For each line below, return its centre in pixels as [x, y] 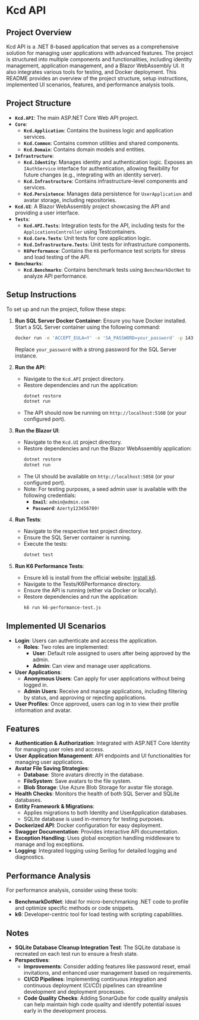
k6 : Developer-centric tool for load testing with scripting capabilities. [99, 915]
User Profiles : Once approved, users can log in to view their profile [97, 704]
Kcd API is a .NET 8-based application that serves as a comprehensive [93, 46]
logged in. [36, 685]
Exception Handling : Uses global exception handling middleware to [97, 838]
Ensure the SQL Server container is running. [78, 537]
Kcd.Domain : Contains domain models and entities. [84, 149]
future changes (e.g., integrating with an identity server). [93, 175]
